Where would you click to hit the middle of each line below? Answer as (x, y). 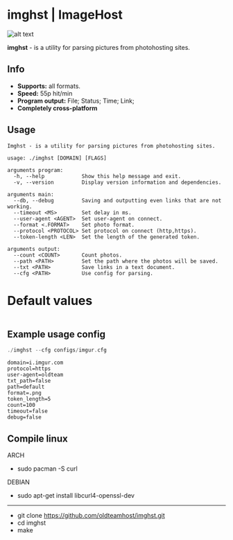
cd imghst (32, 523)
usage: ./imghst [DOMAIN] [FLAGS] (57, 158)
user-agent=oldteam (35, 375)
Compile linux (37, 438)
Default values (50, 301)
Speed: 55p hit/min (45, 93)
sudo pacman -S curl (47, 469)
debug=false (24, 417)
